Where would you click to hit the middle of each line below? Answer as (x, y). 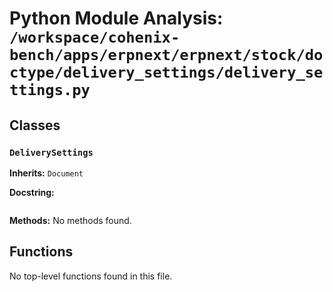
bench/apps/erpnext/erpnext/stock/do (166, 55)
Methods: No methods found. (70, 220)
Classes (35, 125)
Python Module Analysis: (116, 18)
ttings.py (50, 90)
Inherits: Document (46, 173)
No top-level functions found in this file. (91, 276)
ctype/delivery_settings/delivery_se (166, 72)
